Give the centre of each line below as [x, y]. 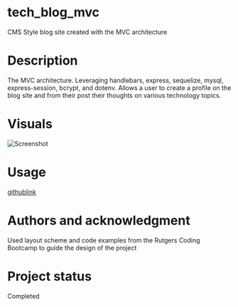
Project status [50, 276]
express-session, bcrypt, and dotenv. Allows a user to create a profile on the [119, 88]
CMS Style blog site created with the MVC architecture [87, 32]
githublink [22, 191]
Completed [24, 296]
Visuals [30, 124]
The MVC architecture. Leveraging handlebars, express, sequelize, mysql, [115, 80]
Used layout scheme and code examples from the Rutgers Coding [104, 240]
